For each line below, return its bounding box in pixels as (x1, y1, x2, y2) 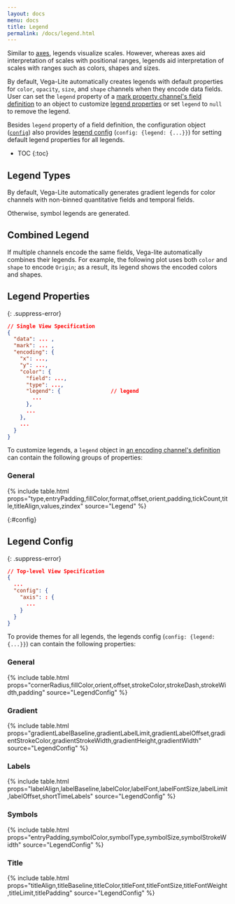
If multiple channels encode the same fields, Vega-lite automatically (7, 248, 203, 256)
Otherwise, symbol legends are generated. (7, 209, 131, 218)
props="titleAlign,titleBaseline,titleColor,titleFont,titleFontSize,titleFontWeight (7, 881, 227, 889)
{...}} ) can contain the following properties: (7, 640, 136, 648)
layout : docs (7, 10, 45, 18)
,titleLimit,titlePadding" (7, 889, 73, 897)
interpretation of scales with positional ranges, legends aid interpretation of (7, 57, 225, 65)
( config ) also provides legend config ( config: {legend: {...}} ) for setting (7, 128, 222, 137)
